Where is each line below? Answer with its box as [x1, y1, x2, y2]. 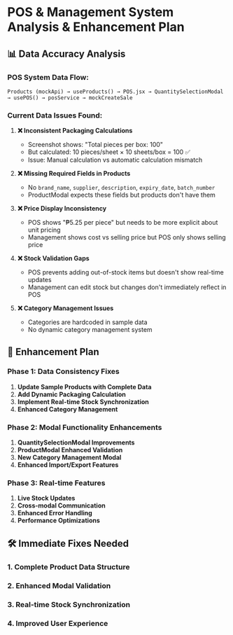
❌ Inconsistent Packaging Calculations [17, 127, 133, 135]
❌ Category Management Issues [17, 304, 114, 312]
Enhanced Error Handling [17, 509, 92, 517]
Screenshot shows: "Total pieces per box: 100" [27, 141, 163, 149]
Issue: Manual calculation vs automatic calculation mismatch [27, 155, 203, 165]
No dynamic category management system [27, 326, 153, 334]
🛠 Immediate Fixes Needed [7, 537, 129, 550]
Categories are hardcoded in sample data [27, 318, 148, 326]
